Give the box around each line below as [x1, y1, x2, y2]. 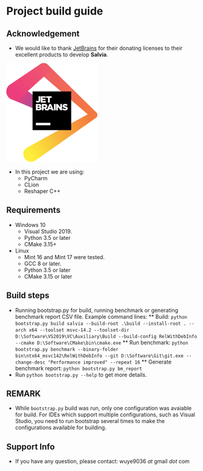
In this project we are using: [15, 168, 85, 175]
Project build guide [6, 4, 104, 18]
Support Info [6, 441, 55, 452]
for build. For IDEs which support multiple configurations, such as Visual [15, 411, 196, 418]
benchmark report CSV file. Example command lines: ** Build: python [15, 313, 188, 320]
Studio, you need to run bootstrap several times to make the [15, 418, 165, 425]
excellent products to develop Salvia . [15, 51, 108, 58]
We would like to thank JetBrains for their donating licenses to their [15, 44, 183, 52]
